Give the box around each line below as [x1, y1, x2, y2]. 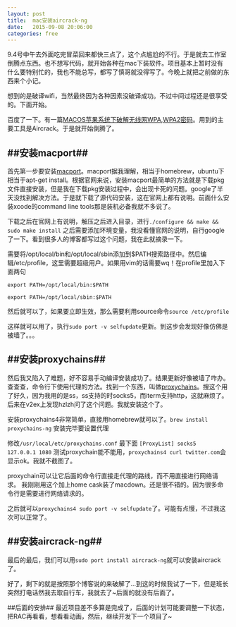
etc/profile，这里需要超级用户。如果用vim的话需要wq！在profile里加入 [15, 259, 220, 267]
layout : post [7, 10, 46, 18]
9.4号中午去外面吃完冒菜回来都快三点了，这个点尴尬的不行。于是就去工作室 [7, 50, 227, 59]
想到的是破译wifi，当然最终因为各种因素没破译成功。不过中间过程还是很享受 [7, 92, 228, 100]
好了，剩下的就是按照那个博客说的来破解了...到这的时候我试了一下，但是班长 [7, 579, 229, 588]
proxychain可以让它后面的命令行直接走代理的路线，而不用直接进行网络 [7, 471, 213, 480]
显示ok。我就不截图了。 [7, 456, 77, 465]
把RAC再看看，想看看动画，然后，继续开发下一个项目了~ [7, 611, 173, 621]
